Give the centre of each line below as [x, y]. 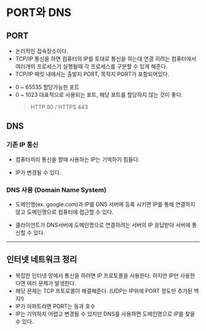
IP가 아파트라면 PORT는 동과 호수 [55, 306]
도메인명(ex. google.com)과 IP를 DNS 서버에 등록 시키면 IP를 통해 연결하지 [105, 204]
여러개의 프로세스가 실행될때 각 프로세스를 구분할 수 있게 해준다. [91, 66]
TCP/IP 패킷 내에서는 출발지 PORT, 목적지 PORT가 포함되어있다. [92, 74]
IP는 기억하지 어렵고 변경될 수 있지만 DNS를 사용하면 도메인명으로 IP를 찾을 [105, 314]
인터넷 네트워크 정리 [42, 260]
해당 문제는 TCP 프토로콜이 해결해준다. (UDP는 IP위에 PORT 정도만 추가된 [104, 291]
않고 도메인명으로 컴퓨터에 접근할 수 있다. [64, 211]
